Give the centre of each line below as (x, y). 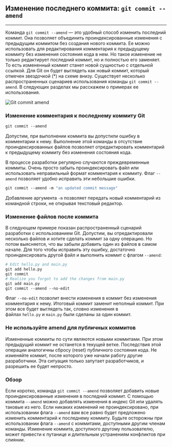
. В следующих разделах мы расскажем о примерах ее (78, 87)
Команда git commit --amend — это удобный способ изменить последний (86, 32)
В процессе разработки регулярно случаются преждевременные (77, 162)
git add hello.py (24, 269)
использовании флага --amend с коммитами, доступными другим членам (85, 423)
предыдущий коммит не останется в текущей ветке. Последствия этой (83, 344)
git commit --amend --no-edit (38, 288)
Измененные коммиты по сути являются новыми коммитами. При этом (84, 339)
